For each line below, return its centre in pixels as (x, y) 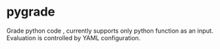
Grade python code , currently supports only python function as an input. (110, 31)
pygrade (31, 12)
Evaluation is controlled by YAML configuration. (74, 37)
